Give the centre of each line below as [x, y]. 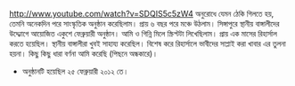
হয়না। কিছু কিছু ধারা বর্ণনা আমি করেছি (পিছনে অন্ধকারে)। [84, 54]
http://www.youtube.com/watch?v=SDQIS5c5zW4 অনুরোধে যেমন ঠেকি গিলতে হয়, [142, 14]
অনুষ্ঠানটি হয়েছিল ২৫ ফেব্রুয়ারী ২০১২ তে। [75, 71]
